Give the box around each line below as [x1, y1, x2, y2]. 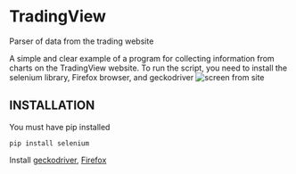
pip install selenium [9, 138, 90, 148]
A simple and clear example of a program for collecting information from [9, 53, 275, 63]
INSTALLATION [9, 98, 95, 113]
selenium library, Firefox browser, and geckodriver [9, 71, 194, 82]
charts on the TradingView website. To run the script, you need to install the [9, 62, 288, 73]
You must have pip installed [9, 121, 111, 132]
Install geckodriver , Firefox [9, 154, 107, 165]
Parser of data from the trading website [9, 36, 154, 46]
